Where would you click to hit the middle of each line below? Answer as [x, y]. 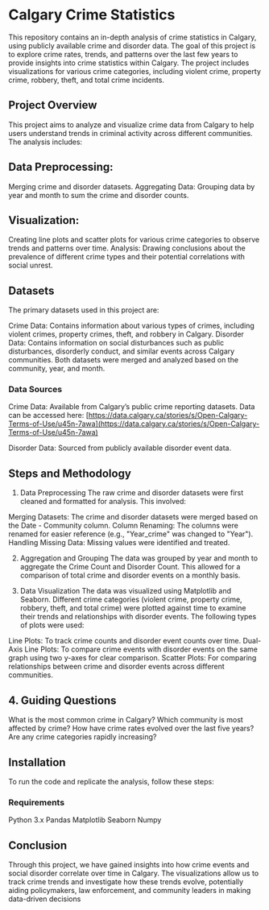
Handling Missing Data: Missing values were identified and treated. [119, 543]
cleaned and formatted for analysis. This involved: [103, 502]
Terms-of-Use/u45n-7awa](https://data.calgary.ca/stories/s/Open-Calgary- [134, 424]
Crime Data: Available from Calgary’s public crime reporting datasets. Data [132, 407]
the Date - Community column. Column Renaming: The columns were [124, 526]
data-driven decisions [45, 899]
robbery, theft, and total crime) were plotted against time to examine [133, 608]
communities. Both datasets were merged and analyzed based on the [124, 360]
